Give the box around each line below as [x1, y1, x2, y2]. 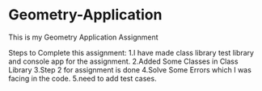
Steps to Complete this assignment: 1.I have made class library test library [8, 48, 255, 57]
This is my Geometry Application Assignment [8, 32, 159, 42]
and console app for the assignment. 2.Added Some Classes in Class [8, 56, 239, 66]
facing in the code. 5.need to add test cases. [8, 73, 157, 83]
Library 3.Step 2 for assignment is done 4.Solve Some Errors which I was [8, 64, 252, 74]
